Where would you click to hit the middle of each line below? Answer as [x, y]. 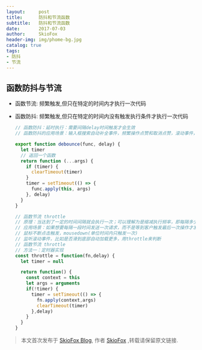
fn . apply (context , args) [66, 300]
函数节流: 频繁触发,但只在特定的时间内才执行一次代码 [80, 103]
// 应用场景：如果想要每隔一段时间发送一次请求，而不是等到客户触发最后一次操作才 [104, 228]
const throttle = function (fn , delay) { [65, 256]
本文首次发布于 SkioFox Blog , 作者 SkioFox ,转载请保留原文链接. [99, 340]
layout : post [28, 12]
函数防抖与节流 [34, 88]
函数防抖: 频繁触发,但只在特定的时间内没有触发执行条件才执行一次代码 [101, 116]
